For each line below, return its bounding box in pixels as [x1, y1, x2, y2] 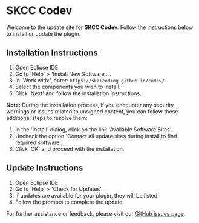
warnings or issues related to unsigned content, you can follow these [6, 107, 178, 115]
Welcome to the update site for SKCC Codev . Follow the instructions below [6, 24, 194, 31]
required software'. [15, 139, 62, 146]
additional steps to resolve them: [6, 114, 88, 121]
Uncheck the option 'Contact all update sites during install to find [15, 132, 177, 139]
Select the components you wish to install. [15, 83, 121, 90]
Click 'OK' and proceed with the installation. [15, 145, 125, 152]
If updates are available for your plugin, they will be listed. [15, 191, 159, 199]
